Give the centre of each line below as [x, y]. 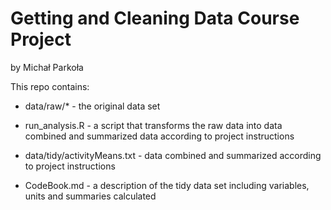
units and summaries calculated [90, 196]
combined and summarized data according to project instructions [159, 136]
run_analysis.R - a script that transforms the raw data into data [153, 125]
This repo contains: [50, 86]
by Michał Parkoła [47, 67]
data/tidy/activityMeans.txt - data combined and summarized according [173, 155]
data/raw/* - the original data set [92, 106]
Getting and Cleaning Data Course [155, 18]
